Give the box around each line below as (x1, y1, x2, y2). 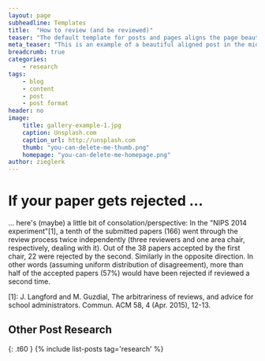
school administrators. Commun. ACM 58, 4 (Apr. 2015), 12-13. (8, 300, 211, 310)
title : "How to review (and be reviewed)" (8, 26, 154, 34)
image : (8, 114, 30, 122)
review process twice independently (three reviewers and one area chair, (8, 235, 246, 244)
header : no (8, 107, 44, 115)
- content (22, 84, 55, 93)
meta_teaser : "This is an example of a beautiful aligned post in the (8, 41, 245, 49)
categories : (8, 56, 47, 64)
